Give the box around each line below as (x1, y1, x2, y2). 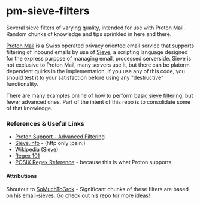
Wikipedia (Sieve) (14, 146, 59, 153)
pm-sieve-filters (6, 4, 90, 18)
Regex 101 (14, 152, 40, 159)
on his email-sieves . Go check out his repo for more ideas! (6, 192, 150, 199)
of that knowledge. (6, 104, 53, 111)
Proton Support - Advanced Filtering (14, 133, 105, 140)
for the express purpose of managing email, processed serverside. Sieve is (6, 55, 192, 62)
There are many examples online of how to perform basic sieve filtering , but (6, 92, 193, 99)
